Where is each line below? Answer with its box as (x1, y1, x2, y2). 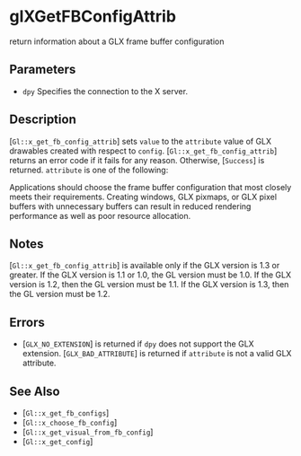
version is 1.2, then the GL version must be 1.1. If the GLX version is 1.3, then (9, 279, 289, 290)
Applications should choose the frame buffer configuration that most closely (9, 181, 292, 192)
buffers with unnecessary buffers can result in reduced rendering (9, 200, 252, 212)
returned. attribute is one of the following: (9, 164, 169, 175)
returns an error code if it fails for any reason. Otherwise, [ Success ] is (9, 154, 265, 165)
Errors (9, 314, 45, 329)
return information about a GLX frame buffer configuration (9, 36, 225, 47)
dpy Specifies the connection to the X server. (22, 85, 189, 96)
